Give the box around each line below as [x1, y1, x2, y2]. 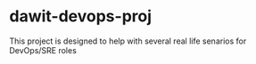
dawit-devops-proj [9, 6, 153, 27]
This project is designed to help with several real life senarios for [9, 36, 247, 46]
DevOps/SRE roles [9, 44, 78, 55]
